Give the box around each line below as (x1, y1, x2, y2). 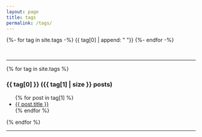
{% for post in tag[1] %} (14, 94, 74, 101)
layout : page (6, 8, 39, 15)
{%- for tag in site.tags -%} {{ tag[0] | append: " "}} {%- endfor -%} (6, 37, 174, 44)
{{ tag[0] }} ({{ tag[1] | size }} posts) (6, 81, 113, 89)
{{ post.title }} (14, 100, 49, 108)
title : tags (6, 14, 36, 20)
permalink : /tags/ (6, 20, 52, 26)
